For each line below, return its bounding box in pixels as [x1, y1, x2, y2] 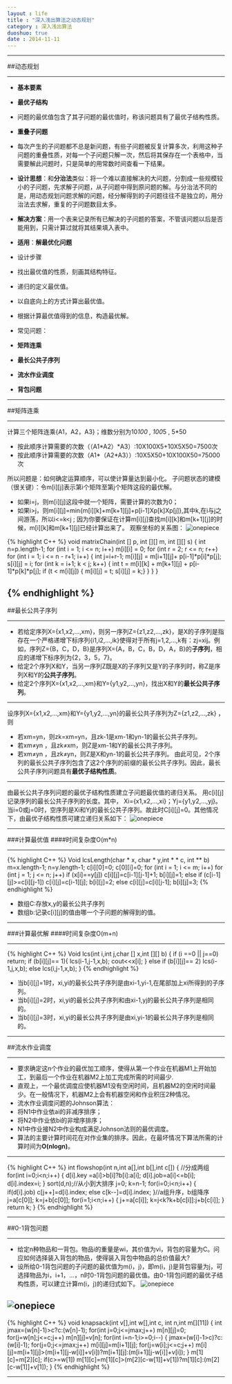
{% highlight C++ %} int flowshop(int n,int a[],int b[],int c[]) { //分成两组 [7, 1163, 209, 1172]
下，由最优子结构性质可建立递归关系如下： [7, 814, 128, 822]
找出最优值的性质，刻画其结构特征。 [17, 268, 121, 276]
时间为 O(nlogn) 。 [23, 1142, 75, 1150]
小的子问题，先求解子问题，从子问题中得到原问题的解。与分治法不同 [17, 183, 211, 191]
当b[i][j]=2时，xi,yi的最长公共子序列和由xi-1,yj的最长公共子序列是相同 [17, 996, 214, 1004]
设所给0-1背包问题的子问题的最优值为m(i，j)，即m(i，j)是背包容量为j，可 [17, 1262, 223, 1271]
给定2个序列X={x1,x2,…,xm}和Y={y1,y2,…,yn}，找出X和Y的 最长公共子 [17, 679, 214, 687]
